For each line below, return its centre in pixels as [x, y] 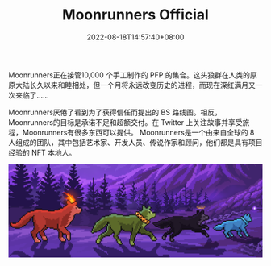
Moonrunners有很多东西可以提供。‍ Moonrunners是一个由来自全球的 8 [138, 132]
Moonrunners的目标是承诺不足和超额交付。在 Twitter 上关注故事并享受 [125, 122]
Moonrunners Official [135, 15]
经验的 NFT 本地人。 [42, 152]
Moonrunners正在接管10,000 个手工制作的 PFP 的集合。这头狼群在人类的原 [133, 75]
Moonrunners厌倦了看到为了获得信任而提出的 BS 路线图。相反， [115, 112]
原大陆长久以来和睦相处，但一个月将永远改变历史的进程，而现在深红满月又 [132, 85]
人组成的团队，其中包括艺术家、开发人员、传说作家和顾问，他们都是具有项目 [135, 142]
